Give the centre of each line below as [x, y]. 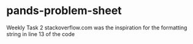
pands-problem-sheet [64, 11]
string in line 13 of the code [41, 34]
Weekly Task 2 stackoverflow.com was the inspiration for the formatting [97, 28]
